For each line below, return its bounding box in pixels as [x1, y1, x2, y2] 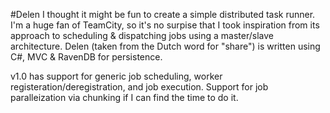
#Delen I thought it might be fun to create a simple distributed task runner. [10, 9, 316, 20]
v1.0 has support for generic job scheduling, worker [10, 70, 223, 82]
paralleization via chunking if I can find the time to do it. [10, 92, 239, 103]
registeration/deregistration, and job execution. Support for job [10, 81, 269, 93]
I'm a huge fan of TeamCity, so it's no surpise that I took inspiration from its [10, 19, 320, 31]
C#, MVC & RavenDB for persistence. [10, 51, 163, 63]
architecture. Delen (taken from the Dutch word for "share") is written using [10, 40, 321, 52]
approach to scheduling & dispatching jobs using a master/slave [10, 30, 274, 41]
